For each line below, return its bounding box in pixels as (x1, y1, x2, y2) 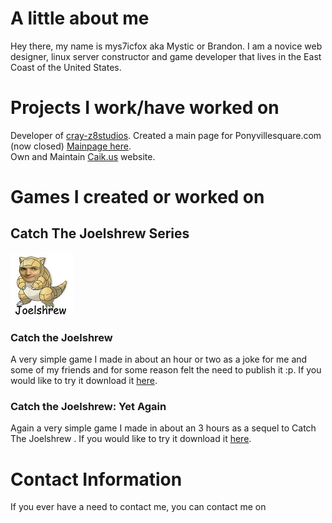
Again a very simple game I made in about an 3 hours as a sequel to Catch (10, 422, 317, 434)
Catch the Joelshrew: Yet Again (10, 400, 167, 414)
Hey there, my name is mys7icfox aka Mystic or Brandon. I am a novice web (10, 40, 323, 52)
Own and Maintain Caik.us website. (10, 150, 156, 162)
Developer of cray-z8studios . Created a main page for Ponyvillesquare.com (10, 129, 322, 141)
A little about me (10, 7, 150, 30)
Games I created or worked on (10, 186, 265, 209)
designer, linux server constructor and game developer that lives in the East (10, 50, 322, 62)
